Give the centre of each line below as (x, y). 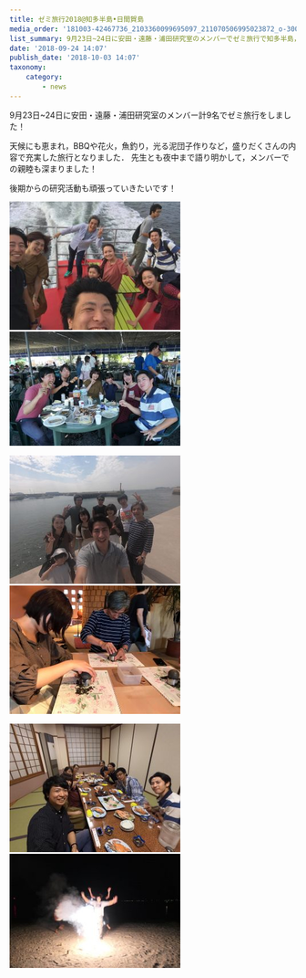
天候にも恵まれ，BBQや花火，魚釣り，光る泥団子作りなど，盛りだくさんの (149, 145)
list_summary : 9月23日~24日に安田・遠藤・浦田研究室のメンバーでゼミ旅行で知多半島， (155, 38)
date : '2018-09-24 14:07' (58, 48)
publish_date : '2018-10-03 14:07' (75, 58)
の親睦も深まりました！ (53, 168)
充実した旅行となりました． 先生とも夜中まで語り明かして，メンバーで (157, 157)
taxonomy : (28, 68)
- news (55, 87)
